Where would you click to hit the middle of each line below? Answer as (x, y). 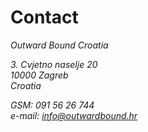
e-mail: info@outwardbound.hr (74, 115)
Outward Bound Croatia (59, 45)
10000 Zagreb (39, 75)
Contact (44, 17)
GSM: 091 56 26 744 (52, 105)
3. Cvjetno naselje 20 (54, 64)
